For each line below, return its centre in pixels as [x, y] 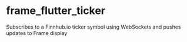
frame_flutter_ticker [56, 11]
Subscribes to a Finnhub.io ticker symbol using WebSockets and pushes [93, 27]
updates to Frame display [37, 33]
